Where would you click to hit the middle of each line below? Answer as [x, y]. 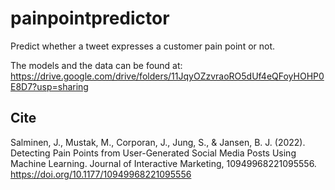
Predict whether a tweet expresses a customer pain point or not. [143, 46]
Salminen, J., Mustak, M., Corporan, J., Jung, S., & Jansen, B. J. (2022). [158, 142]
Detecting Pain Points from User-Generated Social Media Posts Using [153, 153]
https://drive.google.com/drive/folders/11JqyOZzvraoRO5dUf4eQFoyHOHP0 [167, 76]
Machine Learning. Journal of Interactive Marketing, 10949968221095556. [163, 163]
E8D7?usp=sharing [49, 86]
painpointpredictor [90, 18]
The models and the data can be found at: [96, 65]
